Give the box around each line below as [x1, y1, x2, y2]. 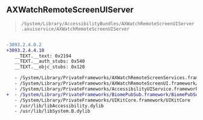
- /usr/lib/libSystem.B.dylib [14, 108, 91, 115]
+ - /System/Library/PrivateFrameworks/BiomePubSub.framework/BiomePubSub [6, 91, 201, 98]
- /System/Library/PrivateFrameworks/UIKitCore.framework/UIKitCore [14, 97, 190, 103]
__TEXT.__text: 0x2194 [14, 53, 71, 59]
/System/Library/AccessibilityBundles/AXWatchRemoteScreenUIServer [21, 20, 195, 26]
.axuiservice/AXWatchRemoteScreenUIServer [21, 26, 130, 32]
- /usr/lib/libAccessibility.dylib [14, 103, 104, 109]
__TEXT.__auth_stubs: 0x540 [14, 58, 85, 65]
